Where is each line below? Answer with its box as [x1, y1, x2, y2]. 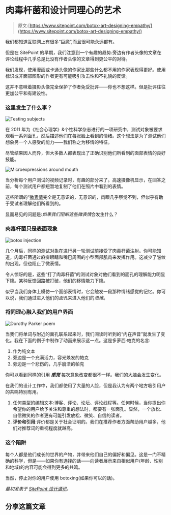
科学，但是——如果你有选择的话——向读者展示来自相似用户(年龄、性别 [14, 458, 163, 464]
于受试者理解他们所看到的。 [5, 200, 64, 206]
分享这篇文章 [5, 502, 46, 511]
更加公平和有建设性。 [5, 90, 50, 96]
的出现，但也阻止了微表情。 [5, 260, 64, 266]
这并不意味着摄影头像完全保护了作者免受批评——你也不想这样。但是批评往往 [5, 83, 166, 89]
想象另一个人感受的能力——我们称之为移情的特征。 [5, 139, 112, 145]
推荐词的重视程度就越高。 [21, 425, 75, 431]
